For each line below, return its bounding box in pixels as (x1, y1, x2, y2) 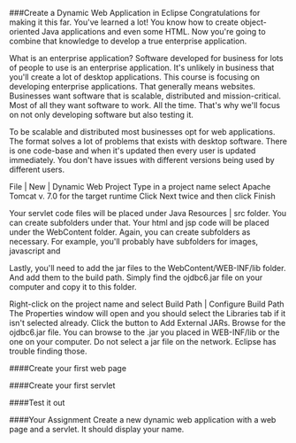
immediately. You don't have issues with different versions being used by (9, 155, 276, 165)
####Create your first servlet (9, 380, 116, 391)
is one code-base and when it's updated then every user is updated (9, 145, 256, 156)
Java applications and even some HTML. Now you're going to (41, 27, 267, 36)
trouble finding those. (9, 346, 87, 356)
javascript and (9, 245, 61, 256)
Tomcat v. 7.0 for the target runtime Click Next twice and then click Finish (9, 190, 276, 201)
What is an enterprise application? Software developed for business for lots (9, 53, 284, 63)
